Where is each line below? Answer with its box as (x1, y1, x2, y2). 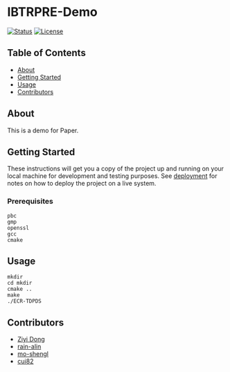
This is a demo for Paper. (7, 126, 79, 134)
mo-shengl (17, 350, 48, 358)
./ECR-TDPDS (7, 298, 42, 305)
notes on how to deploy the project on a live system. (7, 179, 157, 188)
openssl (7, 224, 30, 231)
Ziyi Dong (17, 335, 45, 344)
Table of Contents (7, 47, 87, 59)
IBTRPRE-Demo (7, 4, 98, 20)
